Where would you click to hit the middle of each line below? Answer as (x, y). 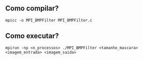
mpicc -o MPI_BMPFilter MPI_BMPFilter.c (49, 20)
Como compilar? (32, 8)
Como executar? (32, 36)
